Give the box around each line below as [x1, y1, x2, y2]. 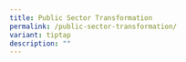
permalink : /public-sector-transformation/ [9, 22, 178, 31]
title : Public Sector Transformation [9, 13, 153, 23]
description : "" [9, 38, 71, 48]
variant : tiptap [9, 30, 71, 39]
